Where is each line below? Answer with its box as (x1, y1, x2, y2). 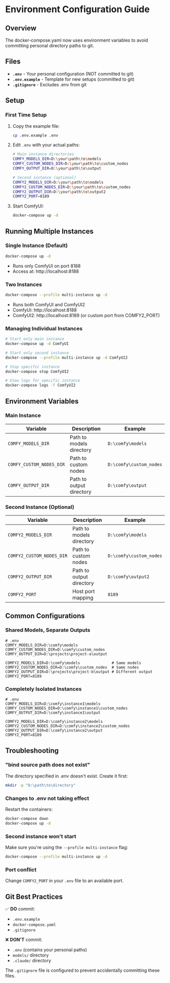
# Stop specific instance (5, 364, 60, 369)
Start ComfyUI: (12, 203, 44, 209)
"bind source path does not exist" (5, 761, 90, 768)
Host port (72, 588, 95, 595)
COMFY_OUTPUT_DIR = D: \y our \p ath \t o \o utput (12, 166, 102, 171)
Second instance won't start (5, 833, 76, 840)
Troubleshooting (5, 746, 59, 755)
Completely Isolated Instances (5, 685, 82, 692)
